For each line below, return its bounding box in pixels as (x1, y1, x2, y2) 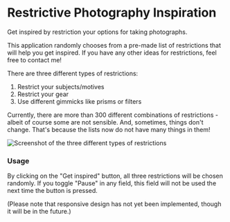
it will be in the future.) (7, 207, 71, 216)
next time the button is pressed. (7, 187, 98, 195)
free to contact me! (7, 55, 62, 64)
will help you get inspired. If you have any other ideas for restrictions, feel (7, 48, 217, 57)
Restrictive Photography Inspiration (7, 5, 217, 21)
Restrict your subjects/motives (17, 82, 105, 91)
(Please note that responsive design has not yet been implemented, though (7, 200, 222, 208)
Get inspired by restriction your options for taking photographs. (7, 28, 188, 36)
